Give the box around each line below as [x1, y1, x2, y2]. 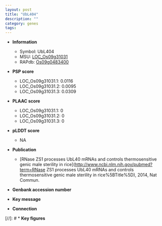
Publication [12, 147, 36, 153]
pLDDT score [12, 128, 40, 133]
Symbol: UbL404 [19, 49, 54, 55]
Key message [12, 196, 41, 202]
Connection [12, 206, 37, 212]
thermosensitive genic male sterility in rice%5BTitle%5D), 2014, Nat [19, 172, 157, 178]
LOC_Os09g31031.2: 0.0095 [19, 83, 76, 89]
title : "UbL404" [5, 12, 38, 17]
